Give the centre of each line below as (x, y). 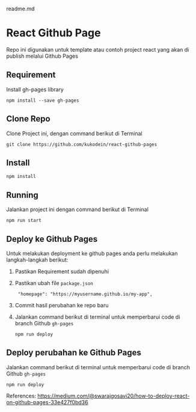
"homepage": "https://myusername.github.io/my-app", (85, 294)
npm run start (24, 221)
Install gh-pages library (35, 89)
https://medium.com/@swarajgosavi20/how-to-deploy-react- (113, 396)
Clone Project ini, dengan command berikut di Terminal (74, 133)
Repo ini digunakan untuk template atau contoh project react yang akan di (98, 49)
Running (23, 195)
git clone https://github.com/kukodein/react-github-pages (82, 144)
